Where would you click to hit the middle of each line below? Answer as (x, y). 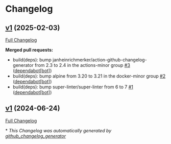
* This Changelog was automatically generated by (58, 130)
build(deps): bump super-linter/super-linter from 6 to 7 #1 (73, 87)
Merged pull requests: (29, 50)
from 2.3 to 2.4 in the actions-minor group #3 (82, 65)
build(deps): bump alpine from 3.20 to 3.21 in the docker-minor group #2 (89, 76)
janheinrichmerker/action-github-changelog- (100, 60)
